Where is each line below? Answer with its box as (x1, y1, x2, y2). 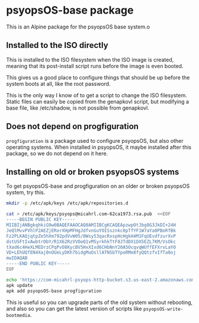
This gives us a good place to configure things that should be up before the (6, 73, 190, 81)
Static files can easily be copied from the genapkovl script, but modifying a (6, 98, 190, 105)
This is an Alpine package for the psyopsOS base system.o (6, 23, 150, 30)
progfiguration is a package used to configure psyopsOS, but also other (6, 137, 184, 144)
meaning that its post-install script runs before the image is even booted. (6, 62, 184, 69)
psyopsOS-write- (143, 306, 184, 312)
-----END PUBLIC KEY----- (6, 261, 70, 267)
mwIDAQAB (6, 255, 28, 261)
